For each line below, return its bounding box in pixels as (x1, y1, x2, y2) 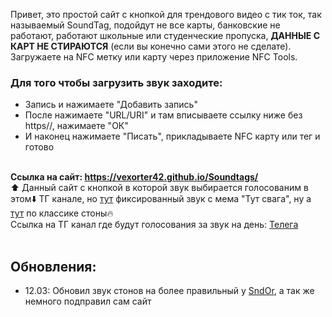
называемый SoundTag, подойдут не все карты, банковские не (10, 19, 281, 31)
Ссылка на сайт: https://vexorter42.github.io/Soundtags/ (10, 171, 259, 183)
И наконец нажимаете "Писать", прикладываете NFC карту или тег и (24, 130, 321, 143)
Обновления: (10, 258, 97, 275)
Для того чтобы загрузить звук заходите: (10, 75, 223, 89)
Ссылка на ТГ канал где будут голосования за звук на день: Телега (10, 219, 299, 231)
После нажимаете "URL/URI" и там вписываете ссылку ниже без (24, 109, 303, 121)
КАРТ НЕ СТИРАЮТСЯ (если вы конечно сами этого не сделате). (10, 40, 292, 52)
